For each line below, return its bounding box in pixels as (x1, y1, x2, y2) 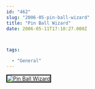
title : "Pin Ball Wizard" (6, 20, 71, 26)
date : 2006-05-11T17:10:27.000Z (6, 25, 87, 32)
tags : (6, 47, 20, 53)
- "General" (11, 58, 42, 64)
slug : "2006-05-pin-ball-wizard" (6, 14, 90, 20)
